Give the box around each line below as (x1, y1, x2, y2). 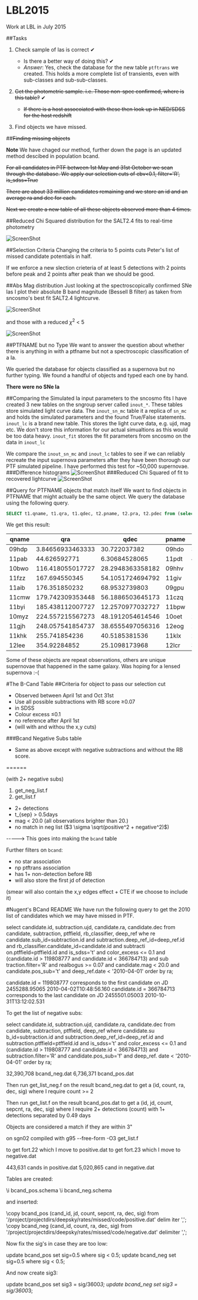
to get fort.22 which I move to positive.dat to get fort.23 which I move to (6, 1146, 181, 1153)
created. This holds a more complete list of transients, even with (23, 70, 180, 77)
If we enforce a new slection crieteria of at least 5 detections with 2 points (6, 264, 186, 271)
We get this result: (6, 521, 51, 528)
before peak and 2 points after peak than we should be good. (6, 270, 155, 277)
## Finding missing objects (6, 134, 71, 142)
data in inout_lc (6, 438, 45, 445)
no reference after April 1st (14, 717, 80, 725)
